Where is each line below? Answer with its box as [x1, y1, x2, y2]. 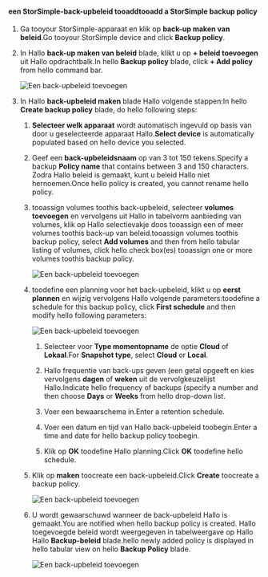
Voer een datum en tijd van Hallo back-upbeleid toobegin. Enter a [43, 422, 258, 433]
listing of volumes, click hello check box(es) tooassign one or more [31, 246, 253, 255]
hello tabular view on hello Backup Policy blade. [31, 544, 191, 554]
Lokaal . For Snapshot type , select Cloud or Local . [43, 350, 209, 360]
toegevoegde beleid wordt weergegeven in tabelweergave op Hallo [31, 527, 254, 537]
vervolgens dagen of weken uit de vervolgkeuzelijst [43, 374, 216, 384]
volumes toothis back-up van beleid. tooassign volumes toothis [31, 229, 238, 238]
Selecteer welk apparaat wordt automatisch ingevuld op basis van [31, 120, 252, 130]
